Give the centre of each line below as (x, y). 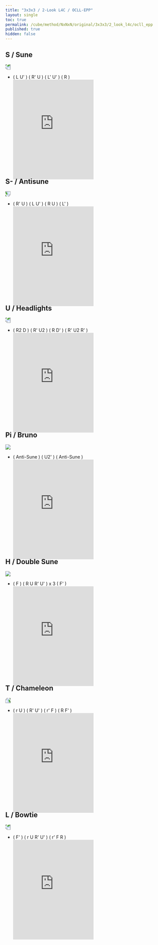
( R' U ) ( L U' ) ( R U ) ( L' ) (41, 203)
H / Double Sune (32, 562)
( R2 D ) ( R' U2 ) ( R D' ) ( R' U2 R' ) (50, 330)
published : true (23, 29)
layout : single (22, 15)
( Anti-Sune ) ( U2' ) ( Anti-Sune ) (48, 457)
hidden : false (21, 34)
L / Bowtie (22, 815)
